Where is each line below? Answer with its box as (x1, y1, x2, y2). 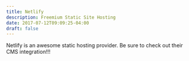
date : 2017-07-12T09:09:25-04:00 (6, 20, 89, 26)
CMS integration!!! (6, 48, 51, 56)
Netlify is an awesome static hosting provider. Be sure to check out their (6, 42, 183, 49)
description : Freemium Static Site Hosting (6, 14, 116, 20)
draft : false (6, 25, 39, 32)
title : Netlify (6, 8, 44, 15)
